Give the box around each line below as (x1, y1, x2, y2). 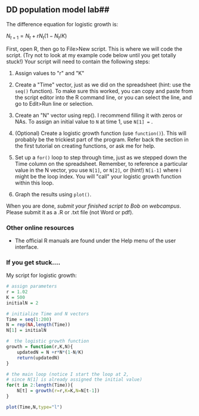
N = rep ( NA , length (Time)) (6, 322, 70, 328)
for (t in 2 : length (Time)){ (6, 382, 73, 389)
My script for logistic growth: (6, 272, 77, 279)
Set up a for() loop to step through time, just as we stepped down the (14, 153, 187, 161)
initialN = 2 (6, 300, 39, 306)
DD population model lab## (6, 5, 110, 15)
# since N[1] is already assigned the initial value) (6, 377, 143, 383)
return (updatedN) (17, 355, 60, 360)
